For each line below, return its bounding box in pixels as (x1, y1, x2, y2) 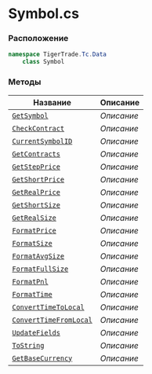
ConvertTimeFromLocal (12, 315, 92, 324)
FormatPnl (12, 277, 49, 286)
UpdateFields (12, 328, 61, 337)
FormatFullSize (12, 264, 69, 273)
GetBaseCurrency (12, 354, 73, 362)
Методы (8, 76, 42, 87)
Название (33, 97, 72, 108)
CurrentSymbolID (12, 137, 73, 145)
